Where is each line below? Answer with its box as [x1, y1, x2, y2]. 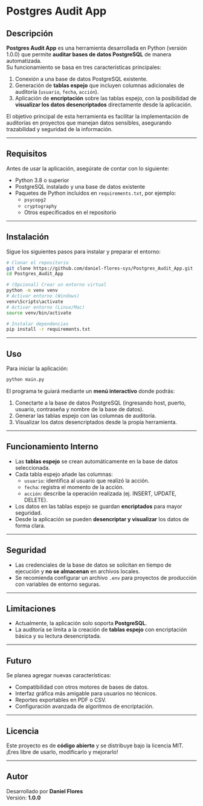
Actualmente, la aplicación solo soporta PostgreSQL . [14, 620, 147, 627]
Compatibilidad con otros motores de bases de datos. [14, 683, 149, 691]
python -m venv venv [6, 287, 59, 294]
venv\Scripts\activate [6, 298, 63, 305]
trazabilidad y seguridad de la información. [6, 126, 113, 132]
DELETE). [24, 496, 48, 503]
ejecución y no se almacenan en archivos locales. [14, 567, 140, 575]
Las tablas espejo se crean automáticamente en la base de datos [14, 458, 178, 465]
